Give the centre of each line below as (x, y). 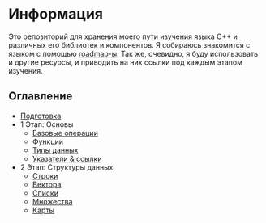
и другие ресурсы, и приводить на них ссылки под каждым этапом (126, 62)
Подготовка (41, 116)
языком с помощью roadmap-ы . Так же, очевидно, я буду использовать (133, 53)
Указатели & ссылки (67, 158)
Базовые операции (65, 133)
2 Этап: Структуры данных (66, 167)
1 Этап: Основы (47, 124)
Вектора (47, 184)
